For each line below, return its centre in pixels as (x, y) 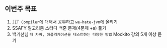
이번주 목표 (21, 9)
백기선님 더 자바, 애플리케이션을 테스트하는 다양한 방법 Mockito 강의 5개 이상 (84, 34)
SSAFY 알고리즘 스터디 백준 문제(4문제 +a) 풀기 (59, 28)
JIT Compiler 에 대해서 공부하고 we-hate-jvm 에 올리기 (65, 22)
